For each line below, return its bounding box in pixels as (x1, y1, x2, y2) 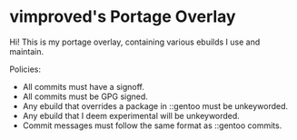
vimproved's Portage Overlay (9, 6, 236, 27)
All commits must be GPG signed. (22, 91, 148, 102)
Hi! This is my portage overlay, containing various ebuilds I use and (9, 36, 261, 47)
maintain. (9, 45, 44, 56)
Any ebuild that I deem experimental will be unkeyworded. (22, 110, 241, 121)
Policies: (9, 64, 42, 75)
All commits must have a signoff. (22, 81, 145, 92)
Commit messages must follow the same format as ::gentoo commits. (22, 120, 282, 131)
